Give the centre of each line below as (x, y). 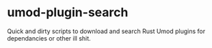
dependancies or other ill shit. (49, 38)
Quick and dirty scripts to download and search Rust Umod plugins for (106, 31)
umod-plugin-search (68, 13)
